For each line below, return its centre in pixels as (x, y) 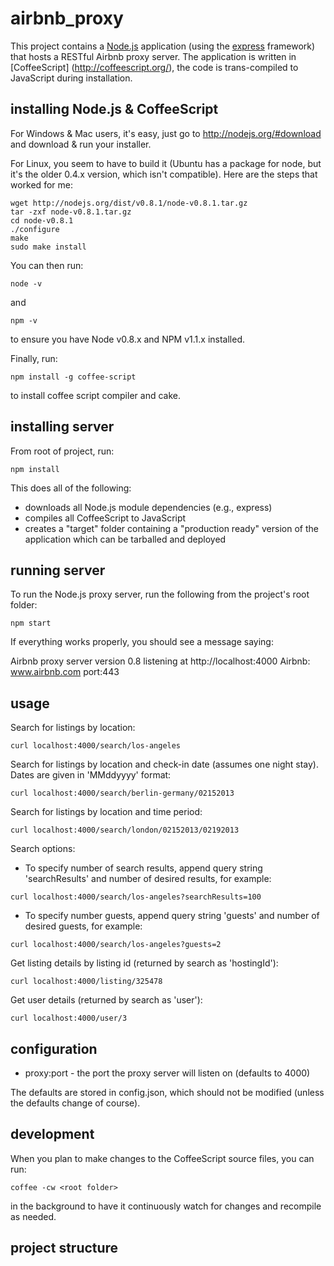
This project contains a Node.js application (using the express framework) (163, 46)
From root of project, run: (62, 451)
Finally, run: (34, 358)
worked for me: (41, 184)
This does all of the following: (71, 488)
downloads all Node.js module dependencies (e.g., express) (148, 507)
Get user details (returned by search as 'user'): (106, 1000)
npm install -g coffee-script (73, 377)
